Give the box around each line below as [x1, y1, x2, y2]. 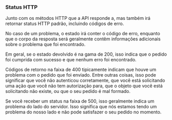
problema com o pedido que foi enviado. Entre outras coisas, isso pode [5, 72, 157, 78]
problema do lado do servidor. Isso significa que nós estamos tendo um [5, 104, 157, 110]
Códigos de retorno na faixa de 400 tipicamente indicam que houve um [5, 66, 157, 73]
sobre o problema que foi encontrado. [5, 41, 86, 47]
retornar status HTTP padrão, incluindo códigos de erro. [5, 20, 124, 27]
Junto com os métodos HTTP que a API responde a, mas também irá [5, 15, 150, 21]
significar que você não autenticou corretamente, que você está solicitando [5, 78, 165, 84]
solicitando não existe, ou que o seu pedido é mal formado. [5, 88, 131, 94]
